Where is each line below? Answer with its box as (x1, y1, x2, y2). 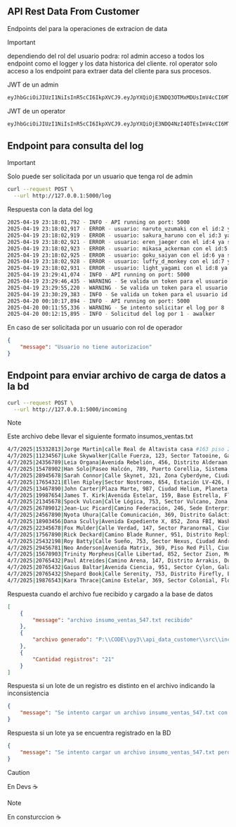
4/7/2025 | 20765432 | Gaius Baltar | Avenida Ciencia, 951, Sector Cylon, (7, 564, 216, 571)
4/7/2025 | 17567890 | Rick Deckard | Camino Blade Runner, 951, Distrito (7, 531, 212, 538)
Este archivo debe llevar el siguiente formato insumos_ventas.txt (7, 432, 193, 441)
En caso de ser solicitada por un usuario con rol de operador (7, 324, 183, 332)
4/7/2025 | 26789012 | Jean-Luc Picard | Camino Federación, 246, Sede (7, 505, 202, 512)
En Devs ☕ (7, 782, 39, 790)
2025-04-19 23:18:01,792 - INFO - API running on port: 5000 (7, 219, 190, 226)
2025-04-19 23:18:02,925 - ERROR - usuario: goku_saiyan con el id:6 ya (7, 252, 225, 259)
